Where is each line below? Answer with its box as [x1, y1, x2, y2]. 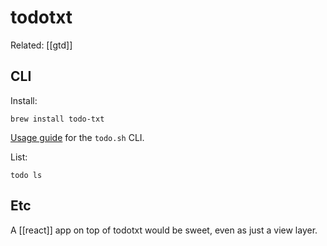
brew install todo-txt [10, 114, 105, 124]
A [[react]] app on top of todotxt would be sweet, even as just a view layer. [10, 224, 318, 236]
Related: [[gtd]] [10, 39, 73, 51]
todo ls [10, 170, 43, 180]
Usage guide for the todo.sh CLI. [10, 131, 145, 143]
